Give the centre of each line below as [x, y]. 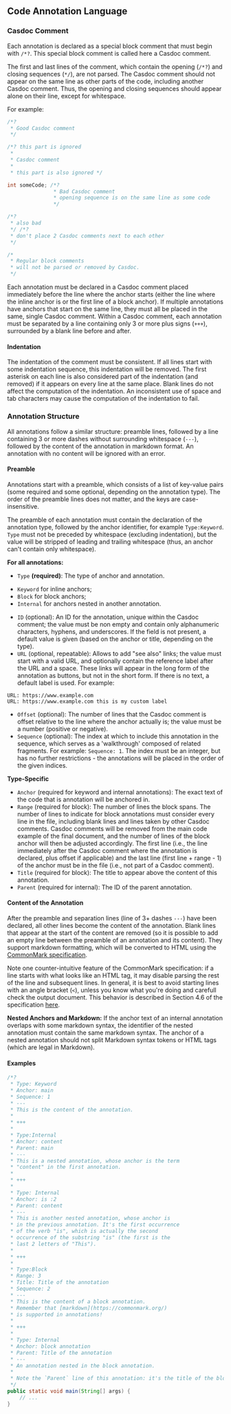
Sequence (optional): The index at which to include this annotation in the [118, 736]
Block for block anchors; [52, 596]
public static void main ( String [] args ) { [69, 1391]
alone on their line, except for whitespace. [67, 96]
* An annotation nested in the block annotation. [82, 1366]
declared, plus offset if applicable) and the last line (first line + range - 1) [119, 858]
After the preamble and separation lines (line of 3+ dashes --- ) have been [112, 918]
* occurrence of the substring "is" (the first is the [90, 1238]
